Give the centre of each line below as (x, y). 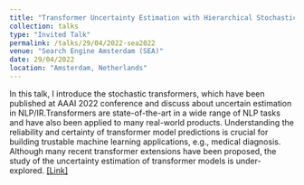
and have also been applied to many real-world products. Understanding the (152, 122)
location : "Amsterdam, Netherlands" (78, 69)
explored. (27, 170)
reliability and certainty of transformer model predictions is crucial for (139, 132)
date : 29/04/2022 (42, 60)
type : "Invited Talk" (50, 34)
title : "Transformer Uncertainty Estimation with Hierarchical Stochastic (153, 18)
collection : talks (44, 26)
